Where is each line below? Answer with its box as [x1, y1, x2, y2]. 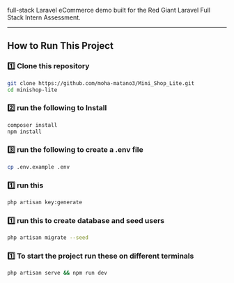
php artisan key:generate [7, 199, 82, 206]
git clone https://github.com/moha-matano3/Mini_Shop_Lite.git [7, 79, 195, 86]
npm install [7, 128, 42, 135]
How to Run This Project [7, 40, 114, 52]
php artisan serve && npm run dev [7, 270, 108, 277]
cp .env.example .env [7, 163, 70, 170]
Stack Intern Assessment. [7, 13, 81, 22]
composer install [7, 121, 58, 128]
